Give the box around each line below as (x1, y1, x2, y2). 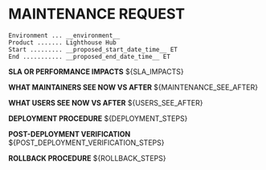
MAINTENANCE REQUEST (8, 5, 186, 23)
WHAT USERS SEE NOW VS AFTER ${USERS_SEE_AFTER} (8, 97, 203, 107)
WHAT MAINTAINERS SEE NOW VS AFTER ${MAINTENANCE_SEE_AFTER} (8, 82, 259, 92)
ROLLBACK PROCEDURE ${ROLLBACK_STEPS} (8, 153, 166, 163)
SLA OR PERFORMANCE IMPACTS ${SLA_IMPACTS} (8, 66, 185, 77)
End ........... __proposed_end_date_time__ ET (8, 52, 171, 60)
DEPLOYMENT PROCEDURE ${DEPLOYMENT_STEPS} (8, 114, 188, 123)
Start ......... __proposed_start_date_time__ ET (8, 45, 178, 53)
